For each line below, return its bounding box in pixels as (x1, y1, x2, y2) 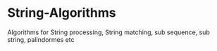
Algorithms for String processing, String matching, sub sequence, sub (7, 28, 210, 36)
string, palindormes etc (7, 35, 75, 43)
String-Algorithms (7, 5, 116, 21)
